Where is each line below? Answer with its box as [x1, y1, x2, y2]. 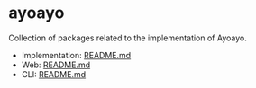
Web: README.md [21, 59, 91, 70]
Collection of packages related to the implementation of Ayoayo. [8, 32, 247, 43]
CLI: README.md [21, 68, 87, 79]
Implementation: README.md [21, 49, 132, 60]
